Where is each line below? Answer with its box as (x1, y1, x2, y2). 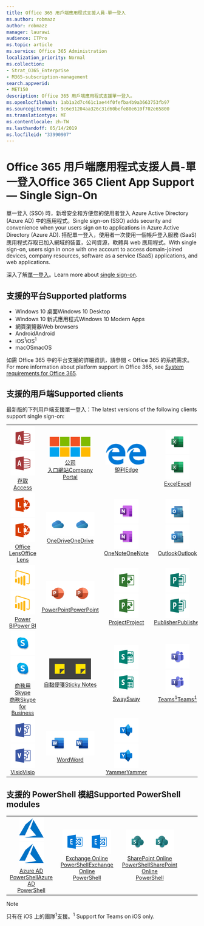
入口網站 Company (47, 466, 93, 474)
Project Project (108, 619, 144, 626)
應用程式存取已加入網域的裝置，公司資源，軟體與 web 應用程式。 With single (6, 239, 197, 246)
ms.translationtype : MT (6, 112, 67, 118)
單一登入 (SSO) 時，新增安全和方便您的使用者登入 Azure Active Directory (6, 209, 189, 217)
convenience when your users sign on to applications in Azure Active (6, 224, 179, 231)
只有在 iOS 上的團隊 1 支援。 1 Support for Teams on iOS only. (6, 911, 155, 920)
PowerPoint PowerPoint (41, 606, 99, 613)
